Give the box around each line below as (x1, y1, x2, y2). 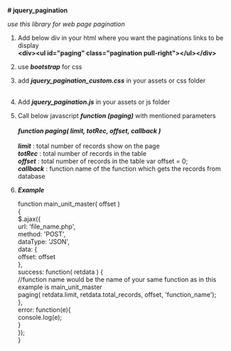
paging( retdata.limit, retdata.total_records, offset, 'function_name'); (17, 290, 217, 298)
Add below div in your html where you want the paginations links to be (17, 33, 224, 42)
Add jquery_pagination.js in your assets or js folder (17, 98, 171, 106)
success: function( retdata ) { (17, 268, 104, 276)
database (17, 172, 45, 180)
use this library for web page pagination (7, 20, 126, 28)
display (17, 41, 39, 49)
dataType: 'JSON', (17, 238, 70, 246)
